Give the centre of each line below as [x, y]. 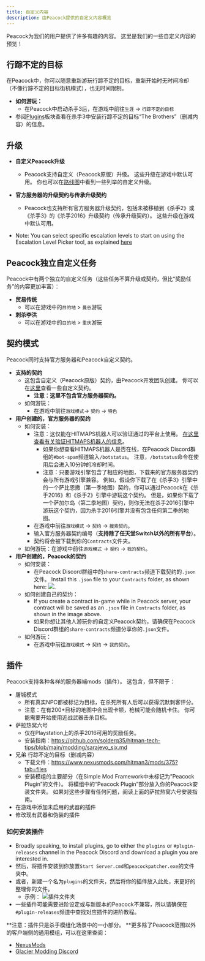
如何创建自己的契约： [51, 594]
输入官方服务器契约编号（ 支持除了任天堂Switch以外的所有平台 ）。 [116, 533]
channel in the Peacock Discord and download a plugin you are [118, 852]
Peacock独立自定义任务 [51, 263]
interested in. [32, 859]
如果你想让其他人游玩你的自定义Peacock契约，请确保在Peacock [114, 621]
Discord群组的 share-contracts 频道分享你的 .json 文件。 [103, 629]
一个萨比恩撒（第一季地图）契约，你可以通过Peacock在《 [121, 487]
